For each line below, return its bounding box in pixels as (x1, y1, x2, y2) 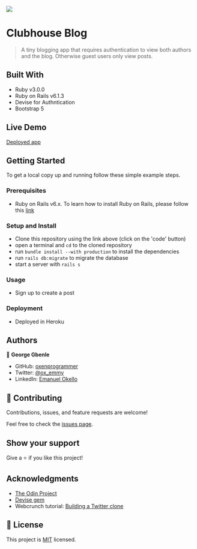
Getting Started (6, 155, 65, 166)
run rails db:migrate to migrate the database (14, 254, 129, 261)
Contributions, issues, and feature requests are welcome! (6, 409, 148, 416)
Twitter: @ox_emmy (14, 369, 64, 376)
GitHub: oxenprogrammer (14, 363, 78, 370)
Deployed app (6, 138, 41, 145)
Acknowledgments (6, 474, 79, 484)
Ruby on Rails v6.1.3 (14, 92, 64, 99)
